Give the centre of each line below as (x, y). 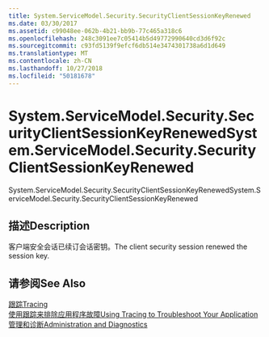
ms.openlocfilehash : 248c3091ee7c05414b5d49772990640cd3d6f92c (117, 38)
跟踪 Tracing (28, 305)
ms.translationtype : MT (48, 53)
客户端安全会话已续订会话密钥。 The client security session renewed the (128, 246)
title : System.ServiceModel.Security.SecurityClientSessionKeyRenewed (130, 16)
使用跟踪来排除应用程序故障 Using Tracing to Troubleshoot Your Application (133, 314)
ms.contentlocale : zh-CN (50, 61)
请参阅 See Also (47, 283)
